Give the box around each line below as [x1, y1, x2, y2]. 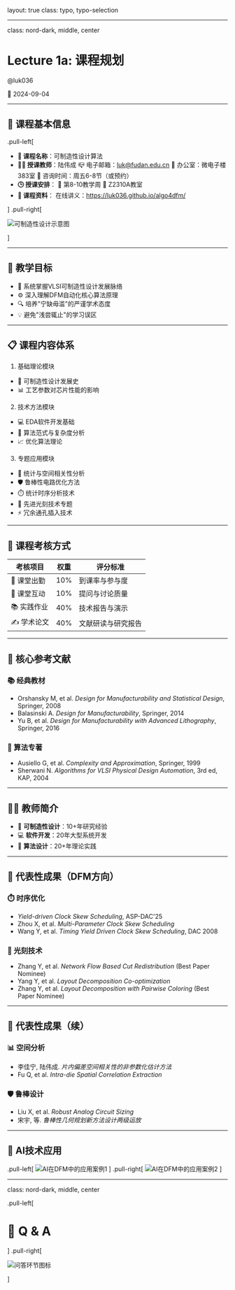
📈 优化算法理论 [17, 437, 63, 446]
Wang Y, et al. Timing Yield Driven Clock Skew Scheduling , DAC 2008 [17, 926, 218, 936]
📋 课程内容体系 [7, 339, 75, 351]
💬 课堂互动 [10, 589, 45, 599]
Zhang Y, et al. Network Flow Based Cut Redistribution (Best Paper [17, 961, 210, 970]
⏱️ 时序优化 [7, 894, 45, 903]
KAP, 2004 [17, 774, 49, 782]
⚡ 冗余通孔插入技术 [17, 508, 73, 517]
